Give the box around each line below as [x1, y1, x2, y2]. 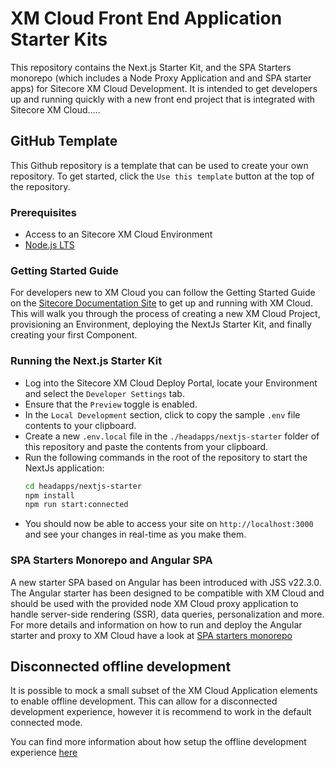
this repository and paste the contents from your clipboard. [24, 440, 269, 452]
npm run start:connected [24, 500, 129, 510]
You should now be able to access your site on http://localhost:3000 [24, 518, 314, 530]
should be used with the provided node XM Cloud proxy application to [10, 597, 299, 609]
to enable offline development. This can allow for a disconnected [10, 695, 278, 707]
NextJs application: [24, 462, 105, 474]
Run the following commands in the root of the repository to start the [24, 451, 308, 463]
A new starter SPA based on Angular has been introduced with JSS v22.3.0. [10, 576, 322, 588]
